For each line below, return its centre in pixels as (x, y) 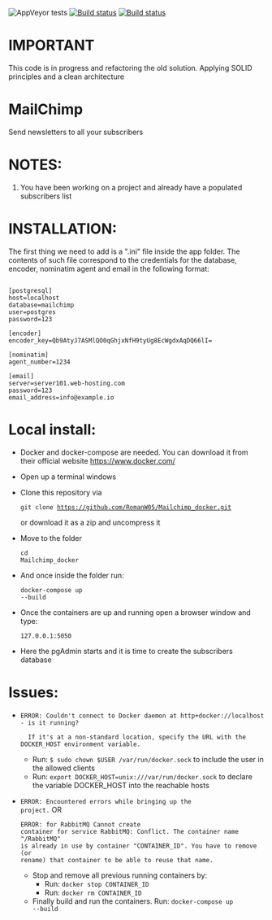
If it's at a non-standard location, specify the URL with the (137, 737)
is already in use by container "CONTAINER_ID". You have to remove (138, 846)
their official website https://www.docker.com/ (98, 460)
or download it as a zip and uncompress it (90, 522)
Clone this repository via (61, 492)
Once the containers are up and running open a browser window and (136, 612)
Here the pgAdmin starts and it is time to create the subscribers (126, 651)
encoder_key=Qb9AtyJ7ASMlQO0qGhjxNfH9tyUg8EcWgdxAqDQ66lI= (110, 340)
